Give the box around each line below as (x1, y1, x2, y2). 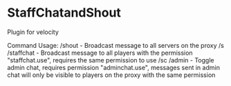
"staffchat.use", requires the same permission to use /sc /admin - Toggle (7, 55, 214, 64)
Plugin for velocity (7, 28, 59, 36)
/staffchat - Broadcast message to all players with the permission (7, 49, 193, 57)
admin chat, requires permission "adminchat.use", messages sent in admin (7, 63, 220, 71)
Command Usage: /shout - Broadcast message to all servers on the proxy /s (7, 41, 225, 49)
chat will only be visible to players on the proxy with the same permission (7, 71, 216, 79)
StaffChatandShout (7, 5, 121, 21)
